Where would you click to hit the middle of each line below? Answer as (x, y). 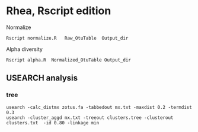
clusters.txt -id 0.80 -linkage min (53, 123)
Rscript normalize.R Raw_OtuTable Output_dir (67, 38)
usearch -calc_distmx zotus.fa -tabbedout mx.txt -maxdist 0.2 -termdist (99, 107)
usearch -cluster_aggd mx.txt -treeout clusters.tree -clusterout (90, 117)
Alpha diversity (25, 49)
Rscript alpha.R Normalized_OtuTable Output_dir (69, 60)
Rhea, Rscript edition (59, 11)
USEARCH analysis (42, 78)
